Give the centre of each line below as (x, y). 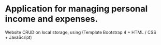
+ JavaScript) (19, 37)
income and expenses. (51, 19)
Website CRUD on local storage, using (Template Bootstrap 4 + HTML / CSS (80, 32)
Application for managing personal (76, 9)
